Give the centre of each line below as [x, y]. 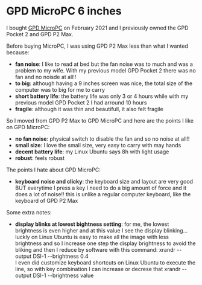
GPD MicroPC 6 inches [64, 11]
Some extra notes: [29, 212]
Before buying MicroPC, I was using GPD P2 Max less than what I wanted [97, 46]
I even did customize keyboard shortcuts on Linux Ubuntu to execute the [105, 262]
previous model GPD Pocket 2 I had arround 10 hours [81, 102]
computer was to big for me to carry [60, 89]
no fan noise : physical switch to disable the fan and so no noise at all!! [102, 139]
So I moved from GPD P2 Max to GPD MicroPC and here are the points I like [100, 120]
